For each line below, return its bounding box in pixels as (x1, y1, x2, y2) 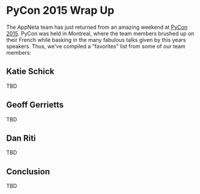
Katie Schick (6, 67, 55, 77)
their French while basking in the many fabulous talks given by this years (6, 36, 186, 43)
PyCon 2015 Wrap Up (6, 4, 115, 17)
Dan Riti (6, 133, 36, 143)
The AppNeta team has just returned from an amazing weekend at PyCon (6, 23, 188, 31)
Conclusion (6, 166, 50, 177)
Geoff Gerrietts (6, 100, 64, 110)
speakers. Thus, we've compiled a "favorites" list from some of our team (6, 43, 186, 50)
